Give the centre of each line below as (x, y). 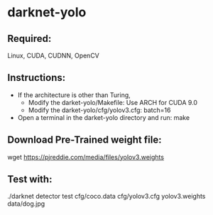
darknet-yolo (47, 12)
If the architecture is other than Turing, (74, 95)
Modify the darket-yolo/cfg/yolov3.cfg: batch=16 (99, 110)
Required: (29, 39)
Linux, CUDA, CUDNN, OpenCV (53, 55)
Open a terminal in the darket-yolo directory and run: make (104, 117)
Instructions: (37, 78)
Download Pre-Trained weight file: (84, 140)
